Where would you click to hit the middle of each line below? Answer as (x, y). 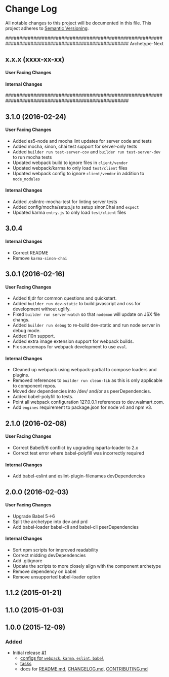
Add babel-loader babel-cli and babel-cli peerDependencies (76, 527)
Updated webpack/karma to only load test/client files (70, 168)
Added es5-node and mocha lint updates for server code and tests (82, 141)
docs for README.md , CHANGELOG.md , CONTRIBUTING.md (84, 669)
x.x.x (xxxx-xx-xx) (35, 60)
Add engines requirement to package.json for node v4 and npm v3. (82, 407)
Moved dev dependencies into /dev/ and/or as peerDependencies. (82, 391)
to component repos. (34, 386)
